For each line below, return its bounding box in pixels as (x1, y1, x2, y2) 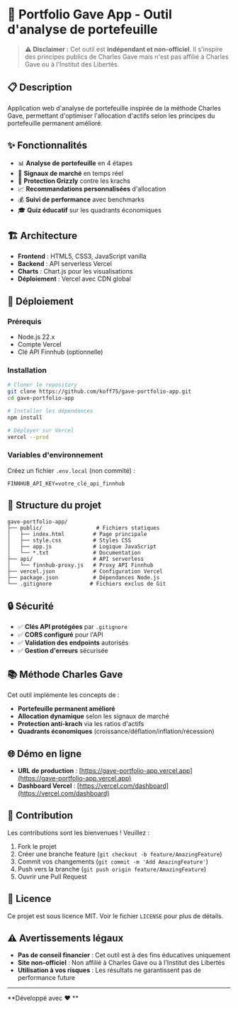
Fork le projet (17, 842, 57, 850)
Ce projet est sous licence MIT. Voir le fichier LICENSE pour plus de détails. (7, 911, 224, 920)
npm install (7, 414, 42, 421)
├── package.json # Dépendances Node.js (7, 574, 160, 581)
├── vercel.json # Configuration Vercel (7, 567, 163, 575)
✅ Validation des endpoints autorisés (17, 638, 129, 647)
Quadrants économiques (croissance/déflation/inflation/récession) (17, 727, 215, 736)
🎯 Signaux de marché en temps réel (17, 169, 124, 177)
